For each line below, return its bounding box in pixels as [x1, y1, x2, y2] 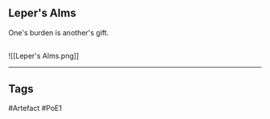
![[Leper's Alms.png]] [8, 51, 80, 61]
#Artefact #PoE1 [8, 104, 63, 113]
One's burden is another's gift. [8, 27, 109, 37]
